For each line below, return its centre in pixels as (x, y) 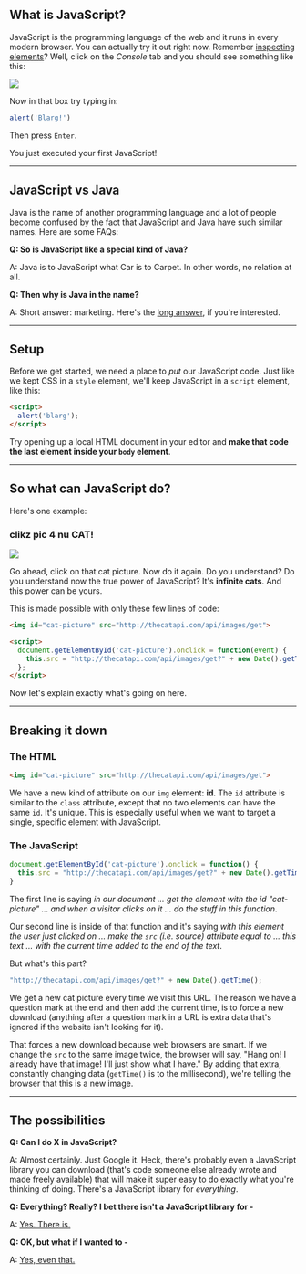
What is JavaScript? (67, 15)
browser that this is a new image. (71, 1083)
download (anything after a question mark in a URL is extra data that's (140, 1016)
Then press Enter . (43, 135)
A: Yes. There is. (40, 1225)
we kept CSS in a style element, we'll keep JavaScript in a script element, (149, 381)
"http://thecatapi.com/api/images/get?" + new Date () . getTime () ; (136, 980)
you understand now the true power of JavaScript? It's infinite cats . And (146, 581)
